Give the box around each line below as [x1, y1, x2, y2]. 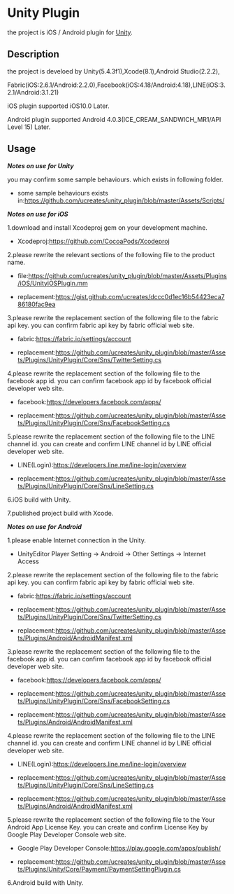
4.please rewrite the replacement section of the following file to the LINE [7, 731, 216, 740]
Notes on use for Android [7, 522, 82, 530]
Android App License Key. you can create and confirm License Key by [7, 823, 208, 831]
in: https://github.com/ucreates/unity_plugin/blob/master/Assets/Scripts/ [17, 196, 225, 205]
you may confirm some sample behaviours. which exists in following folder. [7, 175, 224, 184]
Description [7, 48, 59, 60]
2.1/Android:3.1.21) [7, 88, 59, 96]
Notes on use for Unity [7, 161, 75, 170]
